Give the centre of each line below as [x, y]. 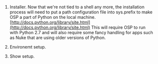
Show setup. [22, 56]
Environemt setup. [28, 47]
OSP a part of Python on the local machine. [52, 17]
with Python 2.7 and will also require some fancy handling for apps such [81, 32]
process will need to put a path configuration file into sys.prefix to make [81, 12]
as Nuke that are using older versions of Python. [57, 38]
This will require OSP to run [118, 27]
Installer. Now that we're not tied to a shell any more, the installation [77, 7]
